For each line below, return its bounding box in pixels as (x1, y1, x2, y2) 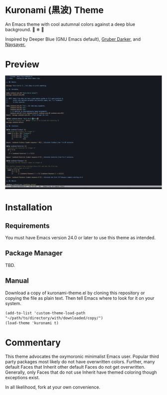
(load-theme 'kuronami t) (5, 321, 59, 326)
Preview (5, 59, 40, 70)
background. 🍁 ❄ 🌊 (5, 26, 45, 32)
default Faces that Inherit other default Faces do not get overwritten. (5, 364, 146, 370)
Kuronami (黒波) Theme (5, 4, 104, 16)
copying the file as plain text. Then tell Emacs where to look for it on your (5, 295, 155, 301)
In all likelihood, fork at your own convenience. (5, 384, 100, 390)
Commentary (5, 337, 61, 348)
